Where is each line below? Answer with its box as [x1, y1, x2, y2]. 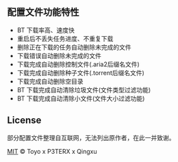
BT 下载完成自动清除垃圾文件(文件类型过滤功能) [16, 85, 151, 94]
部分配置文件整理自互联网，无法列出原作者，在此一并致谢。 [7, 133, 175, 141]
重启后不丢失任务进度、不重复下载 [16, 34, 114, 42]
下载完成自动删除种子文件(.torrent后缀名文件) [16, 68, 145, 77]
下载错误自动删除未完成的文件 [16, 51, 101, 59]
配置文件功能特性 [7, 6, 79, 18]
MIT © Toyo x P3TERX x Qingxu [7, 147, 97, 155]
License [7, 115, 42, 126]
